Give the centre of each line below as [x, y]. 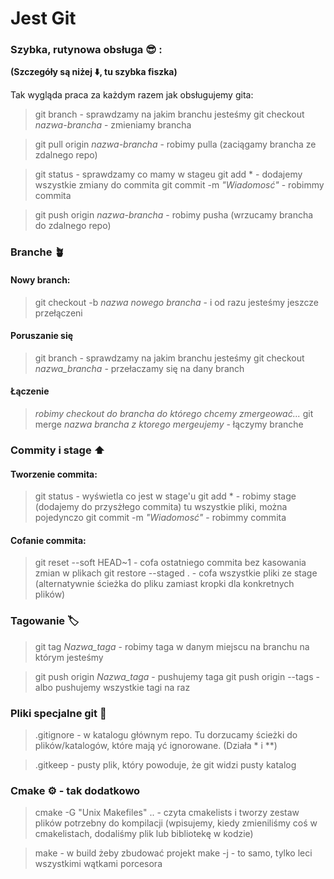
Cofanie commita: [48, 540]
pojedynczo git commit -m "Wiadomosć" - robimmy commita [160, 518]
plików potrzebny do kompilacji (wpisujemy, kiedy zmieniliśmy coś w [176, 823]
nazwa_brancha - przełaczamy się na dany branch [139, 368]
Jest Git [43, 18]
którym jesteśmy [69, 657]
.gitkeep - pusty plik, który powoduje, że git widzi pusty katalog [165, 764]
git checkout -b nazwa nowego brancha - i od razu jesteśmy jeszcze [176, 302]
